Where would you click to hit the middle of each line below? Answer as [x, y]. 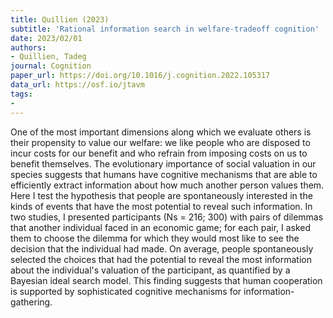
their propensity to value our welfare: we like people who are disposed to [160, 142]
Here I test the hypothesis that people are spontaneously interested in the [161, 195]
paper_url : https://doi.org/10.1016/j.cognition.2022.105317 [140, 76]
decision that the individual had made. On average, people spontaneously [162, 248]
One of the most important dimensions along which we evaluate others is [161, 132]
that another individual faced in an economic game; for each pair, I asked [161, 227]
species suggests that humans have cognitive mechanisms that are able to [164, 174]
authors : [28, 47]
